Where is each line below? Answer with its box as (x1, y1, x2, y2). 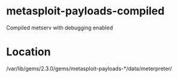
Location (6, 45, 51, 59)
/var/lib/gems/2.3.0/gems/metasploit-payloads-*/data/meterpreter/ (6, 65, 173, 72)
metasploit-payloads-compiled (6, 4, 165, 18)
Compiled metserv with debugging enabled (6, 24, 113, 31)
